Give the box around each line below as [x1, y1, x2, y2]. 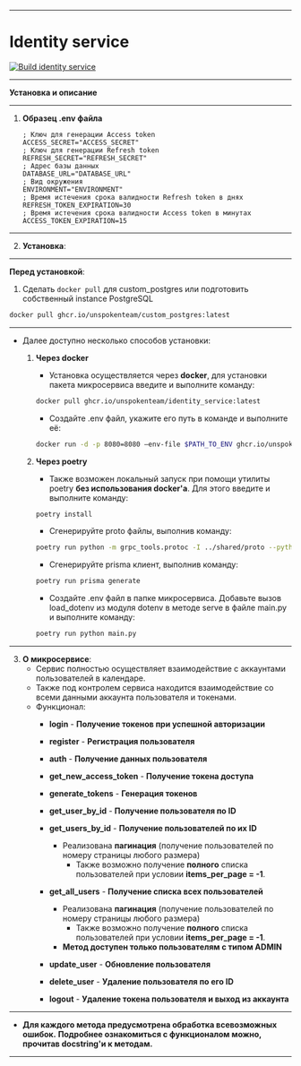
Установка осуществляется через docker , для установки [48, 369, 267, 381]
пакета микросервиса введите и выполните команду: [48, 379, 255, 390]
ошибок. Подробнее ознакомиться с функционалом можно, [21, 1029, 262, 1040]
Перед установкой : [9, 266, 85, 277]
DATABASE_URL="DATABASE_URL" [21, 169, 132, 178]
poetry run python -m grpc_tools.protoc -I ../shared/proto [35, 543, 265, 552]
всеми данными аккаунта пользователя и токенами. [35, 692, 237, 703]
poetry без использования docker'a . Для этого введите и [48, 483, 271, 494]
